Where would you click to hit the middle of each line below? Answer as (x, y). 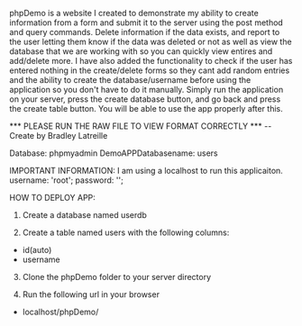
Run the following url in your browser (91, 294)
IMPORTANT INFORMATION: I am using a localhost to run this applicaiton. (146, 171)
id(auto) (37, 250)
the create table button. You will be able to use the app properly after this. (146, 109)
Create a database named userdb (84, 215)
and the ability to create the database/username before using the (130, 80)
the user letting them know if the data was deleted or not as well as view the (151, 41)
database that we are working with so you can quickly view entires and (141, 51)
